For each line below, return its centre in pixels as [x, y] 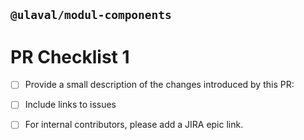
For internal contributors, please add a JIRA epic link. [134, 125]
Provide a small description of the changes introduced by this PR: [159, 85]
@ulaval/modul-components [91, 15]
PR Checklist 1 [70, 56]
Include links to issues [70, 105]
